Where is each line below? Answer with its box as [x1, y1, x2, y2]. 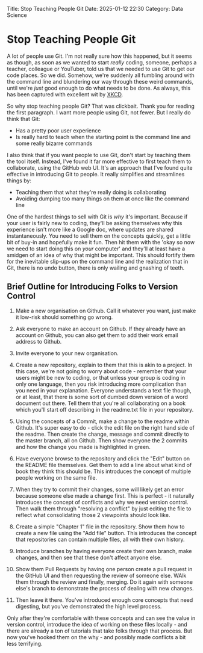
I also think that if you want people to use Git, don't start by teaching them [7, 151, 191, 158]
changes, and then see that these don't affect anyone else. [15, 554, 162, 561]
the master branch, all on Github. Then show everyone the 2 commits [15, 436, 187, 444]
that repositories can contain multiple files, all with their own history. [15, 536, 186, 543]
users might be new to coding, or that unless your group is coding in [15, 374, 186, 381]
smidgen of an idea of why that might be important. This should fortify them [7, 251, 195, 258]
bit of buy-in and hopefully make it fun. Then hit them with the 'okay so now [7, 238, 195, 246]
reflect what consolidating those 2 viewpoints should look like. [15, 511, 170, 518]
